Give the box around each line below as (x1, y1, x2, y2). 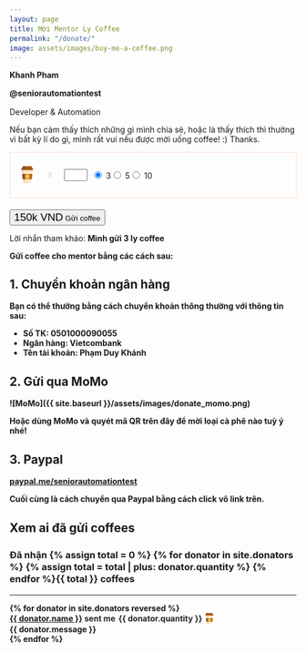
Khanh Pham (9, 69, 59, 81)
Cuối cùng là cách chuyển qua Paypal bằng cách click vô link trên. (9, 494, 265, 504)
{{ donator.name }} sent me (9, 613, 116, 624)
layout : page (9, 15, 59, 24)
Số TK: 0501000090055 (22, 328, 118, 339)
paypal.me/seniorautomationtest (9, 476, 138, 487)
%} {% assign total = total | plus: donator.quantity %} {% (9, 560, 267, 573)
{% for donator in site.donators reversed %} (9, 602, 180, 614)
